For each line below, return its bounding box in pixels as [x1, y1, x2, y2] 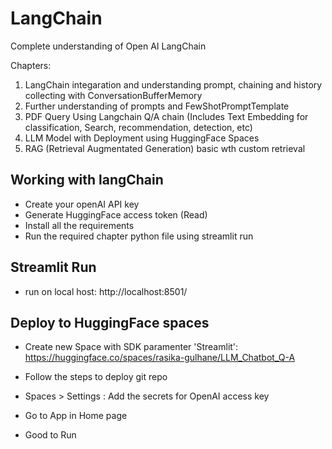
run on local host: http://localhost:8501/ [24, 285, 188, 297]
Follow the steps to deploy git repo [24, 371, 168, 383]
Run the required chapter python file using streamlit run [24, 230, 254, 242]
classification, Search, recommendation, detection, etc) [24, 121, 253, 133]
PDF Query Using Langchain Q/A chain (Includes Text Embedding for [24, 110, 309, 122]
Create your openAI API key [24, 198, 140, 210]
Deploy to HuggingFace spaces [10, 314, 210, 331]
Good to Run [24, 429, 77, 441]
